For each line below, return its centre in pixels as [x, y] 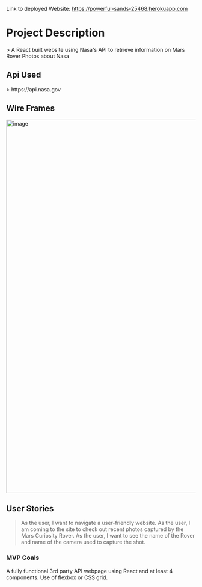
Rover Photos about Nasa [38, 56]
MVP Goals [23, 558]
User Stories [30, 509]
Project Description [56, 33]
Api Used [24, 75]
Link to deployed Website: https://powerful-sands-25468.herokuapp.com [97, 9]
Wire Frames [31, 109]
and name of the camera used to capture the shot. [83, 542]
